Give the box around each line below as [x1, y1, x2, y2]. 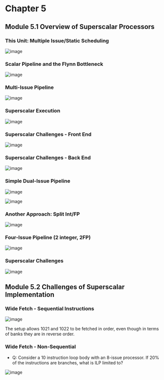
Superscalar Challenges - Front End [5, 131, 92, 137]
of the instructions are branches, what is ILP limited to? [12, 359, 123, 366]
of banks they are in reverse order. [5, 331, 75, 337]
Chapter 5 [5, 3, 47, 14]
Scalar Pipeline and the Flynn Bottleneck [5, 60, 104, 67]
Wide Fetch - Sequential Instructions [5, 305, 94, 312]
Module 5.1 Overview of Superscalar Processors [5, 23, 155, 31]
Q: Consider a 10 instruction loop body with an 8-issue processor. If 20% [12, 354, 160, 360]
